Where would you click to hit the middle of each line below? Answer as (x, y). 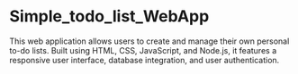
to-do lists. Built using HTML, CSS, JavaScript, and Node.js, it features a (143, 50)
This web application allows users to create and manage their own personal (149, 41)
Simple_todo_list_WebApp (109, 16)
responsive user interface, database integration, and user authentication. (144, 60)
